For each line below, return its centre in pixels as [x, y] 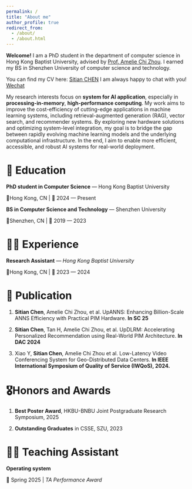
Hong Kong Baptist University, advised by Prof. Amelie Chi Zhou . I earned [95, 62]
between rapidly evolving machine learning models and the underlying [91, 134]
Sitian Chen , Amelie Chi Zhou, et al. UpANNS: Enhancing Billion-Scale [99, 312]
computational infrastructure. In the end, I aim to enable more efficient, [92, 140]
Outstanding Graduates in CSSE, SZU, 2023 [69, 428]
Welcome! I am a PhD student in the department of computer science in [93, 55]
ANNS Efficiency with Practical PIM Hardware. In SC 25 [81, 318]
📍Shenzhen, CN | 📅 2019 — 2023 [46, 220]
